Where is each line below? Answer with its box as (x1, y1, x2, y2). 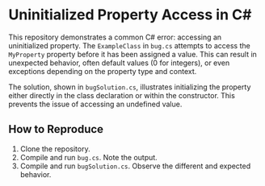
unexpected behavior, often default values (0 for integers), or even (8, 58, 230, 68)
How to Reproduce (8, 122, 103, 136)
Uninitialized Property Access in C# (8, 6, 252, 24)
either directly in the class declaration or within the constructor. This (8, 90, 236, 100)
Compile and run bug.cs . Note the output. (19, 152, 158, 162)
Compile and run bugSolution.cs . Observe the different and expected (19, 161, 251, 171)
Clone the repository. (19, 143, 90, 154)
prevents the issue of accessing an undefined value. (8, 99, 183, 109)
